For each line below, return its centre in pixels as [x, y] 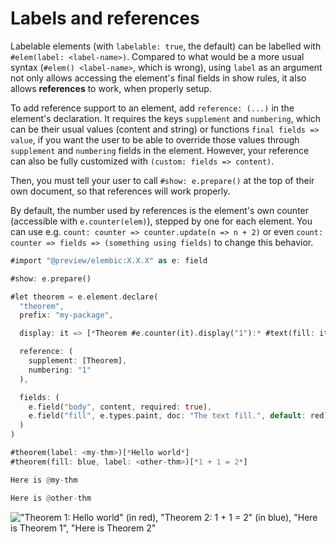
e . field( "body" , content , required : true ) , [120, 407]
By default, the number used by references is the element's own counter [160, 210]
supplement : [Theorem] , [78, 361]
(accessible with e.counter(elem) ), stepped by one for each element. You [161, 221]
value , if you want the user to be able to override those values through [155, 139]
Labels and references [105, 18]
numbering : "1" [60, 370]
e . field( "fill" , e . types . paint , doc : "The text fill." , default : [167, 416]
